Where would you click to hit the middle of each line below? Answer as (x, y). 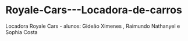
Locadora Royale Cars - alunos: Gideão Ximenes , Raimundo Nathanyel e (93, 26)
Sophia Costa (22, 32)
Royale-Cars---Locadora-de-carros (94, 10)
